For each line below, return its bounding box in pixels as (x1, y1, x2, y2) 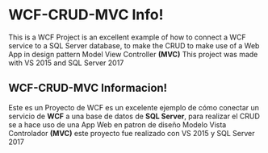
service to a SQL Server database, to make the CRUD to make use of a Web (8, 40, 260, 50)
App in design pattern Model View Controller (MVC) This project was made (8, 49, 258, 59)
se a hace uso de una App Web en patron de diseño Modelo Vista (8, 119, 227, 130)
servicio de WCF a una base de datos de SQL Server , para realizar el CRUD (8, 111, 261, 121)
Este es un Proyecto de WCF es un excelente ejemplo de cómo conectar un (8, 102, 260, 112)
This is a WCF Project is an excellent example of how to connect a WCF (8, 32, 246, 42)
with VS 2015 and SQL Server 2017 (8, 58, 124, 68)
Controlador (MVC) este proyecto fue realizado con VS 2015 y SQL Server (8, 128, 256, 138)
